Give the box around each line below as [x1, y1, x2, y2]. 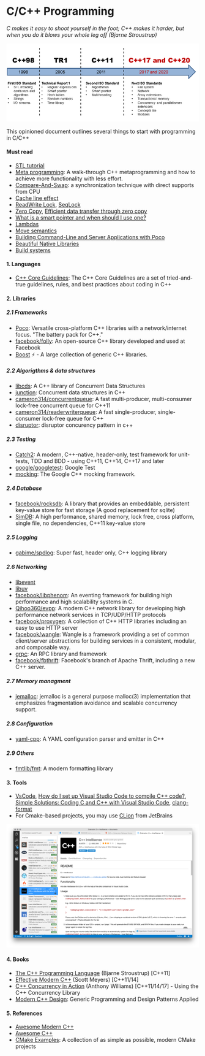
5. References [6, 1009, 43, 1017]
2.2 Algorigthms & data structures [6, 367, 96, 375]
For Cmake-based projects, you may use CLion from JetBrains [15, 812, 173, 819]
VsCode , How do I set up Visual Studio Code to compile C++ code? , [15, 792, 187, 800]
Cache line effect [15, 194, 59, 202]
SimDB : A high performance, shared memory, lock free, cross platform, [15, 513, 195, 521]
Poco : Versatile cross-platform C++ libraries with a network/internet [15, 324, 187, 332]
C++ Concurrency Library [15, 989, 81, 997]
